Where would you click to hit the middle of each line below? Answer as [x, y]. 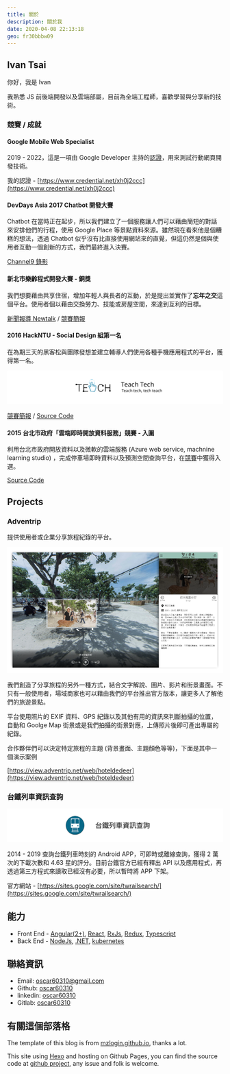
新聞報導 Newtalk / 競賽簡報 [46, 318]
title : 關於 [23, 14]
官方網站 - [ [23, 886]
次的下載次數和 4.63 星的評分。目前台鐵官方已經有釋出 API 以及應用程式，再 [115, 862]
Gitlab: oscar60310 [43, 1003]
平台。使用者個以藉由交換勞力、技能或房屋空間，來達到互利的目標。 [109, 304]
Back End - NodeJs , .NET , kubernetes [71, 941]
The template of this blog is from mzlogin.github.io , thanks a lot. [97, 1043]
